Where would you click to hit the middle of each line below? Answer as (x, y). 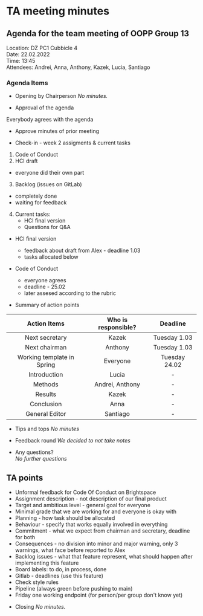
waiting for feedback (41, 203)
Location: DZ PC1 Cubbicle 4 (42, 48)
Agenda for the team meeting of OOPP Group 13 (98, 34)
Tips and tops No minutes (47, 429)
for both (25, 537)
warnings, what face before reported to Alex (70, 550)
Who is (117, 320)
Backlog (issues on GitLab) (49, 184)
